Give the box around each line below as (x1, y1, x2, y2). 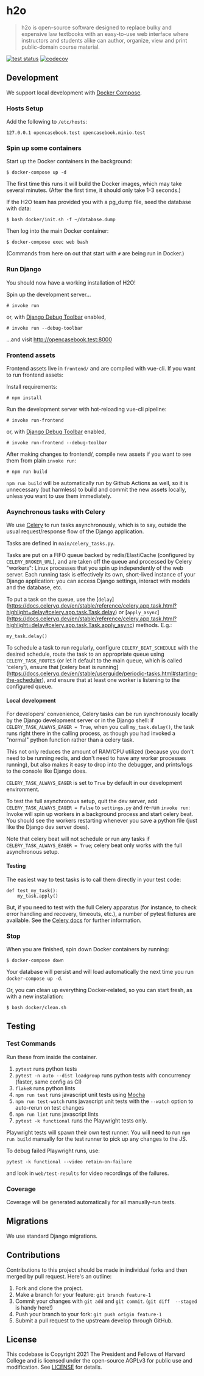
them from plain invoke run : (6, 456, 77, 464)
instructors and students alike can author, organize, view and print (21, 37, 188, 44)
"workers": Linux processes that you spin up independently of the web (6, 564, 184, 572)
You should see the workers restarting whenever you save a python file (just (6, 817, 198, 825)
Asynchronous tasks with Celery (6, 507, 105, 516)
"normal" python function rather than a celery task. (6, 736, 135, 743)
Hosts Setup (6, 104, 44, 113)
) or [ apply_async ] (114, 609, 160, 616)
